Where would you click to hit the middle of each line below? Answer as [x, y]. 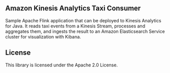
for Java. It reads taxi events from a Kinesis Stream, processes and [75, 26]
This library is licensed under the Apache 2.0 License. [62, 65]
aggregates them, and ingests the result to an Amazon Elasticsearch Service [85, 31]
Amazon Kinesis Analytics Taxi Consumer [73, 8]
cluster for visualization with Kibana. [43, 36]
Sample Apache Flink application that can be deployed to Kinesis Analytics [83, 20]
